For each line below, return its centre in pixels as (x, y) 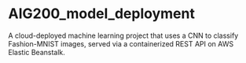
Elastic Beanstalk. (37, 52)
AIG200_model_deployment (101, 14)
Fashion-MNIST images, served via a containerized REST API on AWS (121, 43)
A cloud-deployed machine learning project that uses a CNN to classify (123, 35)
